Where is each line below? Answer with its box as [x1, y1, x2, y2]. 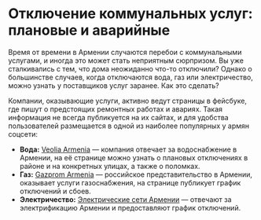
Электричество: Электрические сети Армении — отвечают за [19, 194, 232, 204]
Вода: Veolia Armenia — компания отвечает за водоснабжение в [19, 145, 237, 154]
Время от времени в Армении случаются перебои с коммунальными [8, 47, 242, 57]
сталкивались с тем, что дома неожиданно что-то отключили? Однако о [8, 64, 253, 73]
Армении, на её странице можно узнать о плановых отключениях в [19, 152, 248, 162]
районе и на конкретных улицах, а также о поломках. [19, 161, 200, 170]
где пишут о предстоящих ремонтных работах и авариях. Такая [8, 104, 222, 114]
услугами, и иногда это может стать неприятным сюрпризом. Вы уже [8, 56, 244, 65]
